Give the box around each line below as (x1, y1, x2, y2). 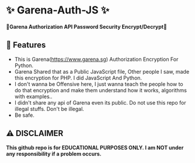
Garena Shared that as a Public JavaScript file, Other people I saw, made (14, 68, 190, 75)
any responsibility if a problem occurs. (6, 150, 102, 157)
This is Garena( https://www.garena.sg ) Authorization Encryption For (14, 56, 179, 63)
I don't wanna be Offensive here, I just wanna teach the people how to (14, 80, 183, 88)
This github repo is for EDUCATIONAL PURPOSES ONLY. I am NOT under (6, 144, 184, 151)
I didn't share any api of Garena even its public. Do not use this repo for (14, 99, 186, 106)
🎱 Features (6, 40, 46, 50)
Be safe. (14, 112, 35, 119)
